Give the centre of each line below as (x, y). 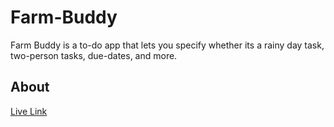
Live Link (29, 111)
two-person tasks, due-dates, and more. (94, 55)
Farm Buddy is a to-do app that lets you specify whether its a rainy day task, (167, 45)
